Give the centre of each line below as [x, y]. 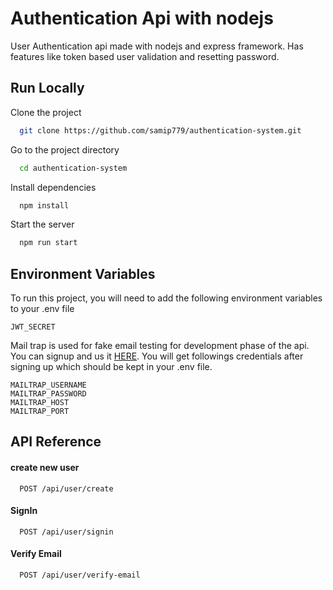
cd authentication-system [73, 168]
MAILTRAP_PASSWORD [48, 394]
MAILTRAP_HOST [40, 403]
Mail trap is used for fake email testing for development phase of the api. [160, 346]
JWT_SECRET [33, 327]
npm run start [48, 243]
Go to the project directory [65, 149]
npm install [44, 205]
